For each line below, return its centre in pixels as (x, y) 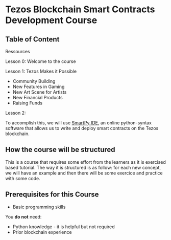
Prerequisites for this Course (52, 195)
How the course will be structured (60, 150)
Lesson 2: (16, 113)
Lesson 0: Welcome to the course (41, 61)
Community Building (34, 81)
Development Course (51, 20)
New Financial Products (38, 97)
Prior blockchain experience (42, 232)
